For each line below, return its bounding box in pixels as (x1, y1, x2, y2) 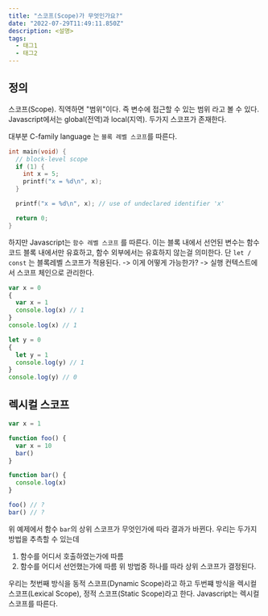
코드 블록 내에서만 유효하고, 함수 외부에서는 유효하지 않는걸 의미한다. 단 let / (8, 247, 252, 257)
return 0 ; (15, 214, 48, 222)
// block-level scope (15, 155, 89, 163)
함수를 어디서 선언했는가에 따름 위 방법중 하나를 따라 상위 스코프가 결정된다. (19, 561, 257, 571)
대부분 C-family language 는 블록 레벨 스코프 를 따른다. (8, 131, 178, 141)
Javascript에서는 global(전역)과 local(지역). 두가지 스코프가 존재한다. (8, 114, 227, 124)
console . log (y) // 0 (8, 373, 78, 382)
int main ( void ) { (8, 147, 67, 156)
